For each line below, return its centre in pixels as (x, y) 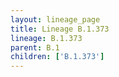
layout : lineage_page (55, 19)
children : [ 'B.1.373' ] (57, 57)
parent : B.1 (35, 47)
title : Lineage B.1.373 (60, 29)
